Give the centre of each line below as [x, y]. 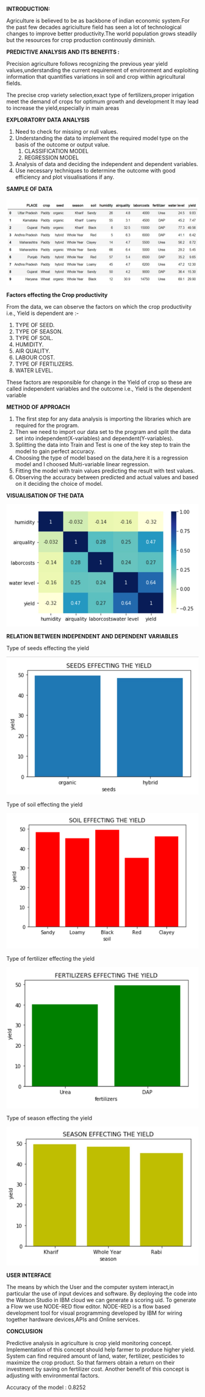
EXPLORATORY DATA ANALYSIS [48, 120]
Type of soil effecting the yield [45, 804]
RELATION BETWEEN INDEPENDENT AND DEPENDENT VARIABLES [92, 637]
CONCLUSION [24, 1331]
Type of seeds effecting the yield [48, 648]
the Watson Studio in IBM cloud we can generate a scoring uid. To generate [101, 1300]
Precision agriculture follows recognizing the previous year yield [87, 64]
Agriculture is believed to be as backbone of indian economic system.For [98, 20]
